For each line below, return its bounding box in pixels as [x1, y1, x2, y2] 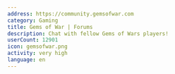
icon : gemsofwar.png [7, 43, 68, 50]
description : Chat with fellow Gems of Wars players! [7, 30, 169, 37]
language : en [7, 56, 46, 63]
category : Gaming [7, 17, 59, 24]
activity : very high [7, 50, 68, 57]
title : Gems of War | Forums [7, 23, 93, 30]
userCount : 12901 [7, 37, 59, 44]
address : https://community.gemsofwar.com [7, 10, 134, 18]
